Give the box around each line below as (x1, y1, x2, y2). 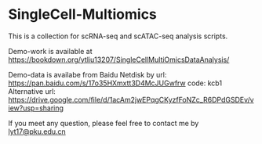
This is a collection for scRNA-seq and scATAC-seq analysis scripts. (8, 31, 228, 41)
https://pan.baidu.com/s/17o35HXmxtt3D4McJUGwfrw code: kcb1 (8, 78, 222, 88)
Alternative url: (8, 86, 56, 95)
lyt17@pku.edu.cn (8, 127, 67, 136)
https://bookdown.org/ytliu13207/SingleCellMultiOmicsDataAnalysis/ (8, 55, 230, 64)
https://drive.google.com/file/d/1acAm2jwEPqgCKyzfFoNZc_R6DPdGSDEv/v (8, 95, 254, 104)
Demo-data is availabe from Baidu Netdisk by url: (8, 70, 167, 79)
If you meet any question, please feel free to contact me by (8, 118, 199, 128)
